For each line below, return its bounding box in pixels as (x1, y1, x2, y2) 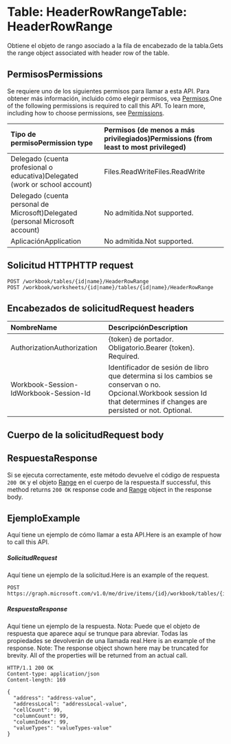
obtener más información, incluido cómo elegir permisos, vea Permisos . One (7, 94, 222, 102)
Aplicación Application (10, 236, 81, 246)
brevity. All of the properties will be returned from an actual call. (7, 651, 188, 660)
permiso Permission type (10, 138, 93, 148)
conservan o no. (108, 380, 161, 390)
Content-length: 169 (7, 677, 67, 684)
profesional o (10, 162, 54, 172)
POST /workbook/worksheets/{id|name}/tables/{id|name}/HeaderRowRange (7, 284, 214, 291)
